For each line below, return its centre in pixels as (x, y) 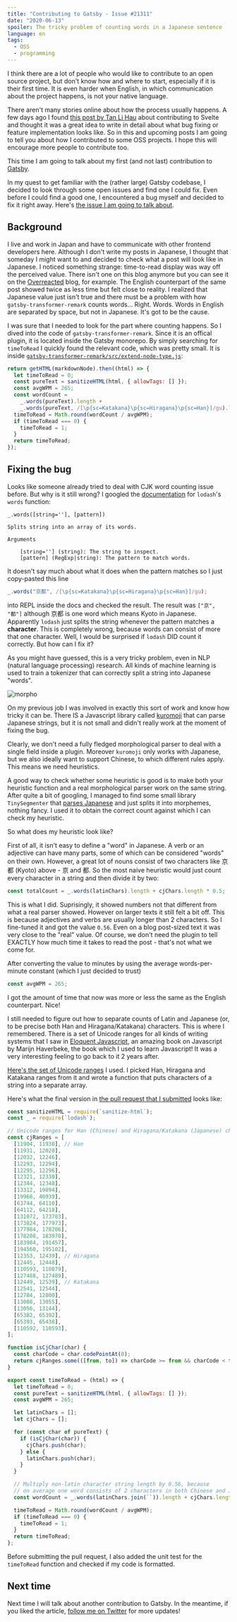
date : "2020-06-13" (36, 21)
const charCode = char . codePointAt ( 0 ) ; (72, 1354)
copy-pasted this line (38, 578)
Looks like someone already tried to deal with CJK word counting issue (110, 486)
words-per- (196, 963)
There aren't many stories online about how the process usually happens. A (117, 110)
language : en (26, 34)
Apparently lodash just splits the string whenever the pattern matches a (111, 621)
